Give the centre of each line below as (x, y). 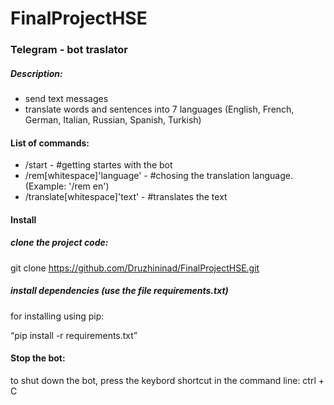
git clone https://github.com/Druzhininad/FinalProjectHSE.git (135, 268)
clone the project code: (59, 243)
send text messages (66, 99)
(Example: (45, 186)
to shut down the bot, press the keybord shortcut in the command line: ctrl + (167, 381)
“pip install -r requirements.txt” (74, 335)
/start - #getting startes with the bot (98, 165)
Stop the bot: (38, 358)
